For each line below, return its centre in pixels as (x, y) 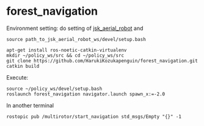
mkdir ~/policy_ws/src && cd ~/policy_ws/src (65, 55)
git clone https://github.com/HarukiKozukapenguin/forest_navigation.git (102, 61)
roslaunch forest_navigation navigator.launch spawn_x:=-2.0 (86, 94)
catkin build (23, 66)
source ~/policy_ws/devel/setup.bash (54, 89)
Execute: (17, 77)
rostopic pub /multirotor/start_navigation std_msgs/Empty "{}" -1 (94, 117)
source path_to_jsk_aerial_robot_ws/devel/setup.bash (76, 39)
